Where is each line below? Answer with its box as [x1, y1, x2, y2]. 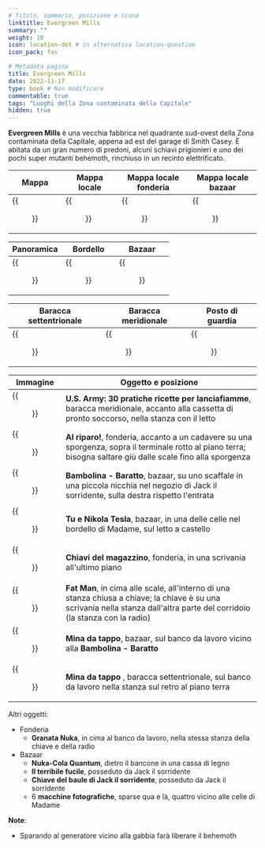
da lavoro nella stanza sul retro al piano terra [65, 681, 230, 692]
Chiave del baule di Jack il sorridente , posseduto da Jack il [31, 775, 226, 785]
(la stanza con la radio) [65, 613, 151, 624]
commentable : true [8, 92, 69, 99]
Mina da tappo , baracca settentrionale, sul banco [65, 672, 251, 683]
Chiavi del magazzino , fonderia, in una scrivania [65, 552, 246, 563]
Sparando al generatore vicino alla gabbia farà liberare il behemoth [19, 831, 237, 841]
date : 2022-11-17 [8, 77, 65, 85]
